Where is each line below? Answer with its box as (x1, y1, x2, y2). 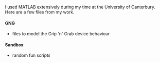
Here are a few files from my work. (5, 9, 74, 15)
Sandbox (5, 42, 24, 48)
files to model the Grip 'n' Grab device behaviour (12, 31, 110, 37)
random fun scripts (12, 52, 51, 58)
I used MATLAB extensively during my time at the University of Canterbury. (5, 4, 156, 10)
